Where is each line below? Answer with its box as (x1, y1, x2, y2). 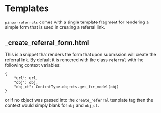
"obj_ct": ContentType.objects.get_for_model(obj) (14, 84, 119, 89)
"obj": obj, (14, 80, 38, 85)
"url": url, (14, 75, 38, 81)
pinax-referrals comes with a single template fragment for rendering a (5, 19, 149, 25)
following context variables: (5, 62, 61, 68)
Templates (5, 3, 49, 14)
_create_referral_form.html (5, 39, 89, 47)
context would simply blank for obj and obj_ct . (5, 102, 99, 108)
